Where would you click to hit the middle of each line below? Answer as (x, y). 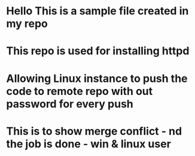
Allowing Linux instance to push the (97, 78)
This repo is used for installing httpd (98, 51)
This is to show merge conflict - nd (94, 131)
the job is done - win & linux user (89, 144)
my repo (27, 24)
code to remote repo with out (80, 91)
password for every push (70, 104)
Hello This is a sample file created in (97, 11)
